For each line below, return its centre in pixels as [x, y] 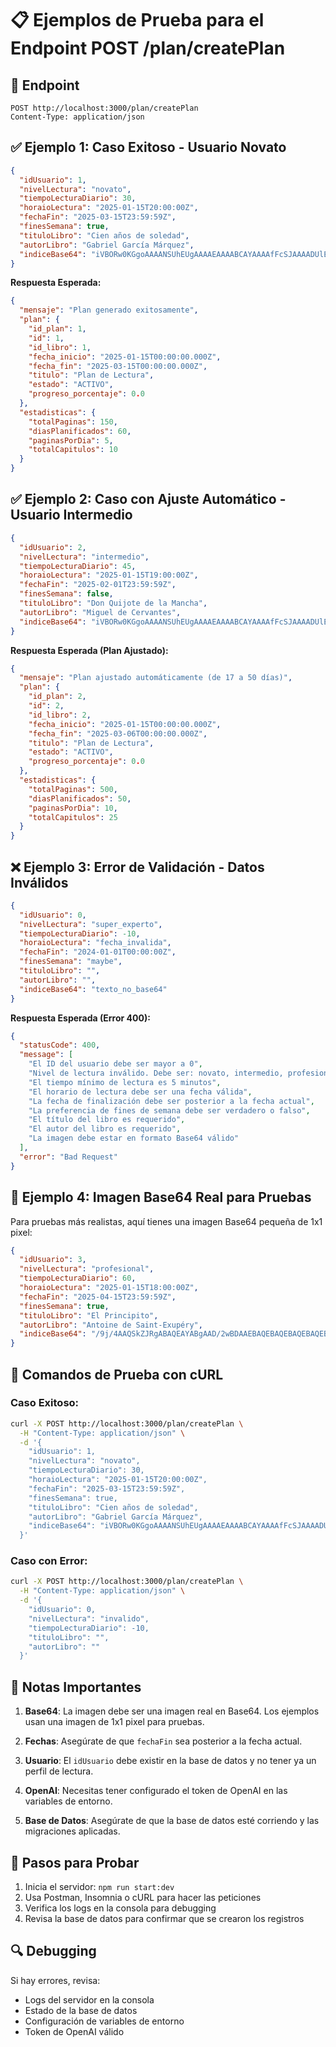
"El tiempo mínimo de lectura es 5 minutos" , [125, 1082]
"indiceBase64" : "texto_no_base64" [93, 989]
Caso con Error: [49, 1561]
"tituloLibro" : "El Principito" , [89, 1315]
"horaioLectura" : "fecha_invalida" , [95, 943]
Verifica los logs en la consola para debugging [120, 1908]
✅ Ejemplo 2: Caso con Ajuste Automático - [148, 499]
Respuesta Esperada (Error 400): [80, 1018]
